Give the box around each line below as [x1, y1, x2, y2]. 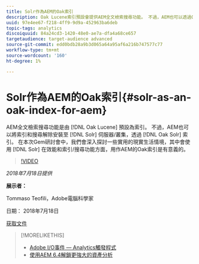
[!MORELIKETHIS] [20, 232, 65, 239]
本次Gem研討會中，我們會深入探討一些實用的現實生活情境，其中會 [23, 138, 185, 145]
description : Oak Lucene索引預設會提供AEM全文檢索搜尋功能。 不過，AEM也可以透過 [6, 14, 192, 20]
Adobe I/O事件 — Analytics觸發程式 [29, 244, 117, 251]
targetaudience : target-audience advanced [6, 36, 113, 42]
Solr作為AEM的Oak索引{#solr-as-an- [6, 90, 191, 104]
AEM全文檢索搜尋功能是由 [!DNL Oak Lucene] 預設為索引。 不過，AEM [6, 123, 179, 131]
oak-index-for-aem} [6, 103, 107, 117]
